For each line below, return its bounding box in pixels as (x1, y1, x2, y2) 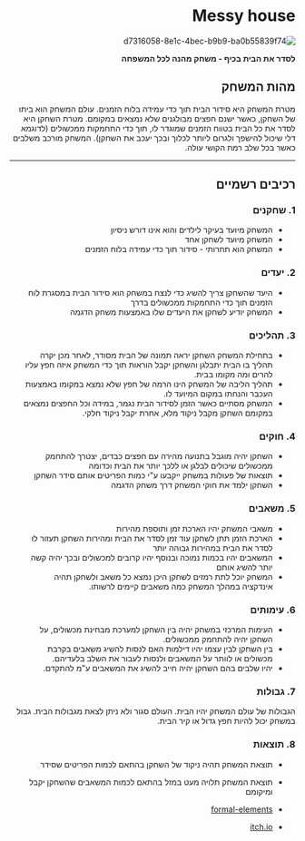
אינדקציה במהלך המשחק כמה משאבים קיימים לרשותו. (88, 581, 273, 592)
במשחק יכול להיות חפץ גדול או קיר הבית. (157, 716, 296, 727)
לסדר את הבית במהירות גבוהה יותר (152, 542, 273, 553)
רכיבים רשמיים (215, 177, 296, 192)
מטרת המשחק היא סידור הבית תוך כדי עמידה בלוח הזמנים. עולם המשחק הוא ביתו (18, 103, 296, 114)
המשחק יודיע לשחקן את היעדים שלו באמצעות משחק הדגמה (69, 306, 273, 318)
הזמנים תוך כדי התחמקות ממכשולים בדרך (130, 297, 273, 308)
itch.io (250, 821, 273, 832)
